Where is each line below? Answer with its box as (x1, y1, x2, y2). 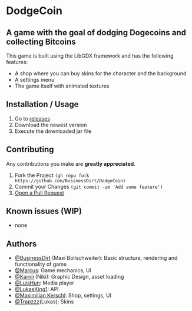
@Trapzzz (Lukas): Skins (14, 298, 74, 305)
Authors (6, 239, 37, 249)
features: (6, 59, 28, 65)
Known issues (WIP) (6, 206, 82, 216)
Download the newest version (14, 121, 87, 128)
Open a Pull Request (14, 189, 65, 196)
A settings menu (14, 76, 55, 83)
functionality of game (14, 260, 67, 268)
